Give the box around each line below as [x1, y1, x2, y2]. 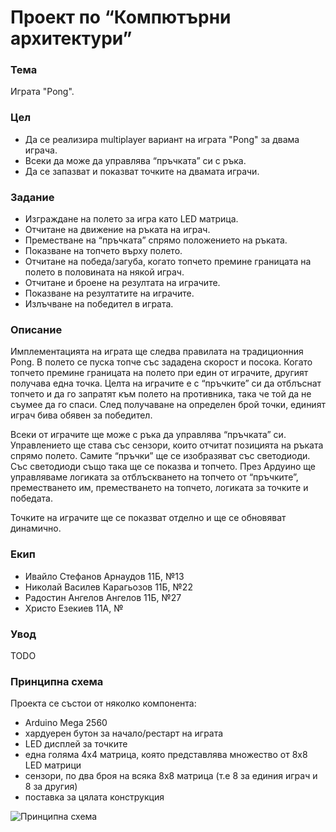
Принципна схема [10, 674, 104, 688]
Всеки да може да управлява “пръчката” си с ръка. [24, 154, 247, 166]
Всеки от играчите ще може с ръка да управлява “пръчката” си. [10, 429, 287, 441]
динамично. [10, 522, 62, 535]
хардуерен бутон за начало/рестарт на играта [24, 727, 224, 740]
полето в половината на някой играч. [24, 266, 185, 278]
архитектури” [10, 27, 133, 50]
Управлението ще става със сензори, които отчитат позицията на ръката [10, 439, 324, 451]
